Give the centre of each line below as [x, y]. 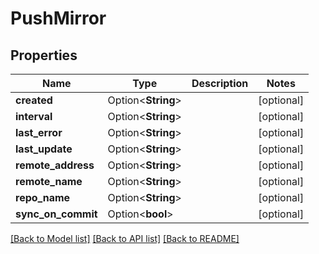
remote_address [55, 165]
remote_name [49, 181]
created [34, 100]
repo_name [43, 197]
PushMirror [58, 18]
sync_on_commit [56, 214]
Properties [44, 55]
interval [34, 116]
